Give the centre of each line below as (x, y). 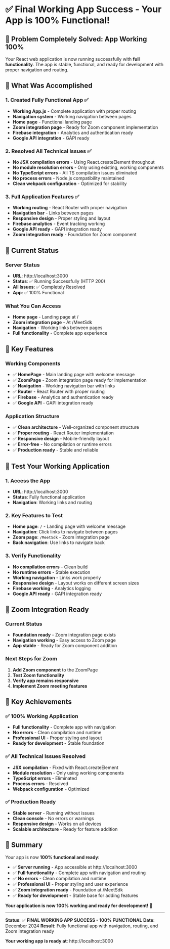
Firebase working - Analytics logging (52, 588)
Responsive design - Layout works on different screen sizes (76, 583)
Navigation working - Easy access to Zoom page (64, 640)
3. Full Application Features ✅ (42, 197)
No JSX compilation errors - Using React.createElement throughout (84, 162)
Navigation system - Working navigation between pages (72, 116)
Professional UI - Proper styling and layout (57, 738)
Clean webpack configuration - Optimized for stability (70, 184)
